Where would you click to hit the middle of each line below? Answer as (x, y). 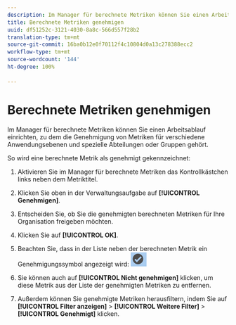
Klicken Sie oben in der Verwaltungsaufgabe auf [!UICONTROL (109, 193)
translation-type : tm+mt (44, 37)
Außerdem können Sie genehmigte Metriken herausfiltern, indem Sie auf (122, 298)
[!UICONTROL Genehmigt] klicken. (68, 314)
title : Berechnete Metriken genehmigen (66, 22)
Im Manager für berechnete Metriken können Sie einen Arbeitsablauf (106, 129)
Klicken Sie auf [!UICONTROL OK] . (68, 235)
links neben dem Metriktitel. (58, 179)
